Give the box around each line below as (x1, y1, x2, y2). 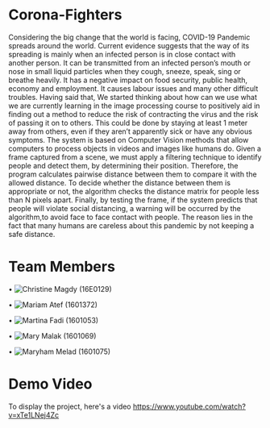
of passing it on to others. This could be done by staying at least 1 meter (8, 118, 248, 127)
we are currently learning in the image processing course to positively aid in (8, 101, 260, 110)
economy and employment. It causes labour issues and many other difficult (8, 83, 259, 93)
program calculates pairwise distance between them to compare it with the (8, 169, 257, 179)
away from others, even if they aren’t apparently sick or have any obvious (8, 127, 252, 136)
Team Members (8, 258, 115, 276)
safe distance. (8, 229, 56, 239)
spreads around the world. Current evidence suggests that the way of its (8, 40, 250, 50)
